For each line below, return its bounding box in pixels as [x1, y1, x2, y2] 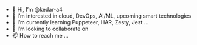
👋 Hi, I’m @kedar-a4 [12, 6, 63, 13]
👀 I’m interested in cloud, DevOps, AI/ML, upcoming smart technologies [12, 12, 192, 19]
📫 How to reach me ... [12, 32, 69, 39]
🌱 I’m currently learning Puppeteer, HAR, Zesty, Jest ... [12, 19, 149, 26]
